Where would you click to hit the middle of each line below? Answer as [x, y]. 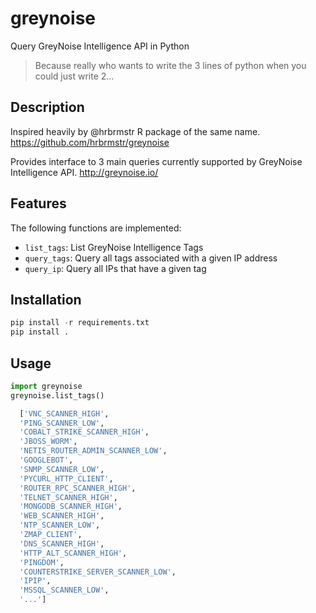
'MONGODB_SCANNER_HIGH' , [71, 507]
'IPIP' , [35, 581]
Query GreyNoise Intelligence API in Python [100, 46]
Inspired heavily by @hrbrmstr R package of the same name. [135, 131]
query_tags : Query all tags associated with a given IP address [151, 258]
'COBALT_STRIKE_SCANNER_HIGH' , [84, 432]
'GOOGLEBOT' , [46, 460]
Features [38, 203]
